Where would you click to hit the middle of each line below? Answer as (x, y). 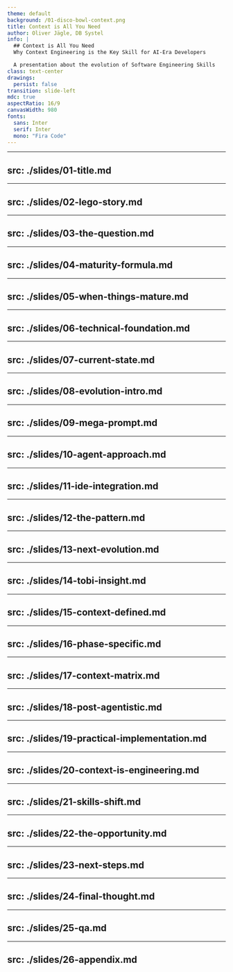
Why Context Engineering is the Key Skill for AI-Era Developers (110, 53)
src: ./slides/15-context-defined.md (87, 612)
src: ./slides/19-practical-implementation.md (107, 739)
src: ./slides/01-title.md (59, 170)
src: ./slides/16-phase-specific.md (84, 643)
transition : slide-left (42, 91)
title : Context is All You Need (54, 26)
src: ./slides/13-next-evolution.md (83, 549)
